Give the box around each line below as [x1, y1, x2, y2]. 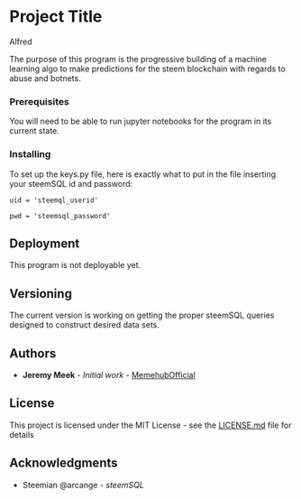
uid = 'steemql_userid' [9, 196, 99, 205]
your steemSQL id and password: [9, 178, 133, 189]
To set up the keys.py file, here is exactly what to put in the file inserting [9, 169, 277, 180]
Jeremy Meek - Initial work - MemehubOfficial [22, 369, 196, 380]
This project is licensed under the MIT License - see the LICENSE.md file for [9, 420, 292, 430]
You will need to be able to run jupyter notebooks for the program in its [9, 116, 272, 127]
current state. [9, 125, 60, 136]
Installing [9, 148, 51, 161]
